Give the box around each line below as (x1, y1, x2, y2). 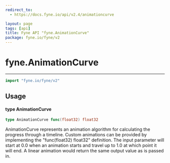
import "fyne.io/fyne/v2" (5, 78, 60, 83)
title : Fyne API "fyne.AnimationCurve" (5, 31, 90, 36)
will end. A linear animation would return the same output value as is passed (5, 148, 164, 154)
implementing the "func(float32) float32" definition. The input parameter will (5, 137, 164, 143)
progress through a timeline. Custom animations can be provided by (5, 132, 147, 138)
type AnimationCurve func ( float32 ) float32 (5, 117, 99, 122)
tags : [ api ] (5, 26, 30, 31)
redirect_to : (5, 7, 33, 13)
